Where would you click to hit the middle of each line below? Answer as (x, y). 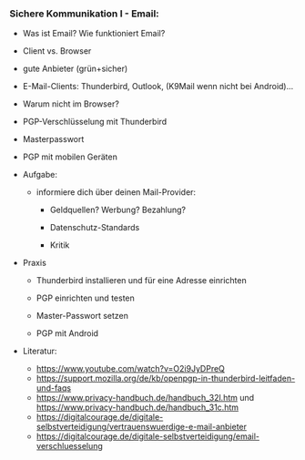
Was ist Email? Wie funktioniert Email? (94, 34)
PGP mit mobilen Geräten (70, 157)
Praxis (35, 263)
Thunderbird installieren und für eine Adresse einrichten (142, 281)
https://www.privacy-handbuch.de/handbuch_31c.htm (137, 407)
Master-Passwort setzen (82, 316)
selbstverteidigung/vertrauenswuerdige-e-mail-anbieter (142, 427)
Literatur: (40, 351)
